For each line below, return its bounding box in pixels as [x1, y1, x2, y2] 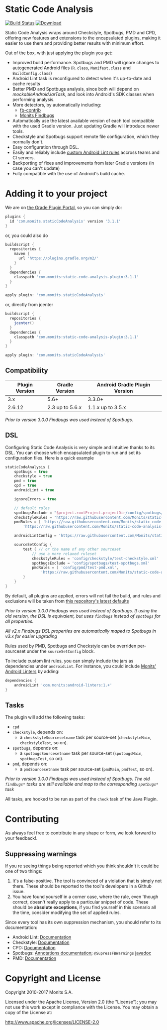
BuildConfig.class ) [12, 70, 52, 76]
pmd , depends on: [12, 761, 48, 767]
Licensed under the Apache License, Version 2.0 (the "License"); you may [5, 999, 157, 1005]
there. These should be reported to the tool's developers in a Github [12, 883, 152, 889]
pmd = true [14, 478, 37, 483]
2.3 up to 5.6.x [47, 404, 82, 411]
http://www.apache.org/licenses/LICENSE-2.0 [5, 1019, 99, 1025]
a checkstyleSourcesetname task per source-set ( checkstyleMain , [19, 734, 152, 740]
